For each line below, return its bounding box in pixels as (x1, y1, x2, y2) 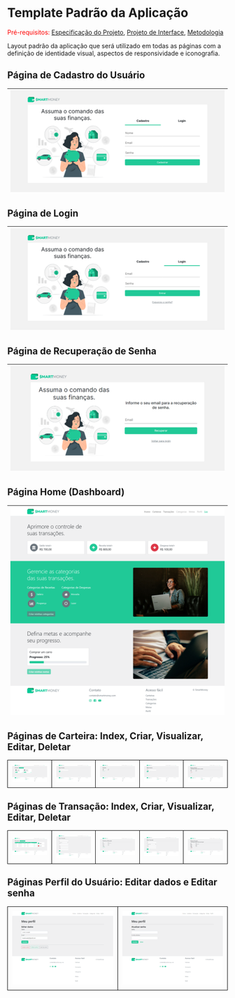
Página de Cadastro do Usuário (7, 69, 145, 81)
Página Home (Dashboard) (7, 486, 125, 498)
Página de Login (7, 207, 79, 219)
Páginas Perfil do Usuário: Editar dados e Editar (7, 876, 218, 888)
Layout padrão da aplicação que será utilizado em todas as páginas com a (7, 41, 222, 50)
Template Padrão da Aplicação (7, 5, 189, 21)
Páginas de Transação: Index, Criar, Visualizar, (7, 800, 215, 813)
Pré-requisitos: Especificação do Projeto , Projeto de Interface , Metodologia (7, 28, 224, 36)
